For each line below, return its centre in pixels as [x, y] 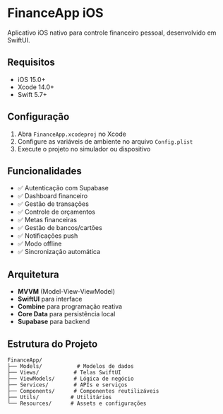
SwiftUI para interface [50, 299]
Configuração [38, 117]
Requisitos [31, 63]
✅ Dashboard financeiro [53, 196]
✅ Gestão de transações [53, 204]
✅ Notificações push [48, 236]
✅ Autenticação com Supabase [63, 188]
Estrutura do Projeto [53, 344]
